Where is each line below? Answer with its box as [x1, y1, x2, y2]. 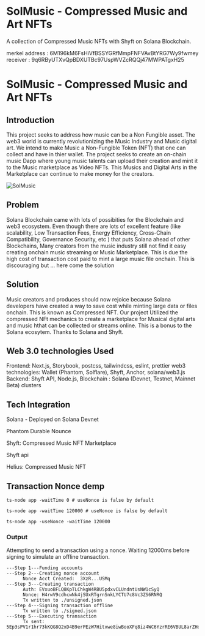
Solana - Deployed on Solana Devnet [6, 415, 99, 423]
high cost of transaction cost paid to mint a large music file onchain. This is [6, 255, 195, 262]
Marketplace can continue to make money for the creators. [6, 170, 154, 177]
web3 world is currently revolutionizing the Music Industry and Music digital [6, 137, 197, 145]
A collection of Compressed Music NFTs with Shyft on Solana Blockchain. [6, 37, 192, 45]
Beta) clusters [6, 382, 41, 389]
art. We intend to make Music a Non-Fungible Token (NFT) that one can [6, 144, 186, 151]
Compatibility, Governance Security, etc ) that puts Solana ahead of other [6, 235, 191, 243]
